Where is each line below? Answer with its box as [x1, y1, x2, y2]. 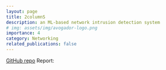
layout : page [6, 8, 38, 15]
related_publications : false [6, 41, 77, 47]
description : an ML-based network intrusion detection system [6, 19, 160, 25]
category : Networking [6, 36, 59, 41]
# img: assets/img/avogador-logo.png [6, 24, 98, 31]
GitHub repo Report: [6, 57, 54, 64]
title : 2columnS [6, 14, 45, 20]
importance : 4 [6, 30, 41, 36]
